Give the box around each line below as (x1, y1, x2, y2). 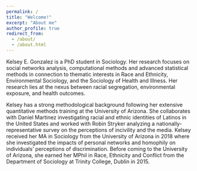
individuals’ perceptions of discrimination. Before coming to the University (6, 145, 188, 152)
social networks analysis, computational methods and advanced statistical (6, 64, 189, 71)
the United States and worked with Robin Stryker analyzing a (6, 120, 155, 127)
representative (6, 126, 42, 134)
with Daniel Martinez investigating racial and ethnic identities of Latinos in (6, 113, 187, 121)
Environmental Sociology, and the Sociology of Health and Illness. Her (6, 77, 178, 84)
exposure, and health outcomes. (6, 90, 86, 97)
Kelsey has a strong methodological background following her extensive (6, 101, 183, 108)
